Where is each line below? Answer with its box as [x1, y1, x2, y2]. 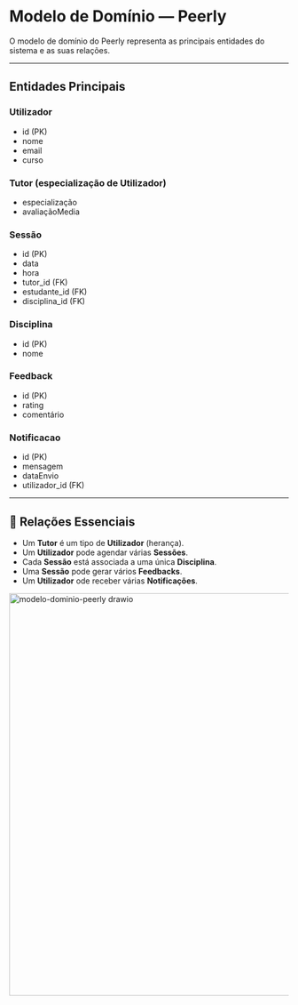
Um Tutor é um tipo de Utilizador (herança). [21, 537, 184, 548]
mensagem [21, 461, 64, 472]
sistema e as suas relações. [9, 44, 111, 55]
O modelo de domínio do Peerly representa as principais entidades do [9, 36, 265, 46]
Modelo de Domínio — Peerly [9, 6, 227, 27]
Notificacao [9, 431, 61, 444]
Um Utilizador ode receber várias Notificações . [21, 575, 198, 586]
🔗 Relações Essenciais [9, 514, 136, 529]
